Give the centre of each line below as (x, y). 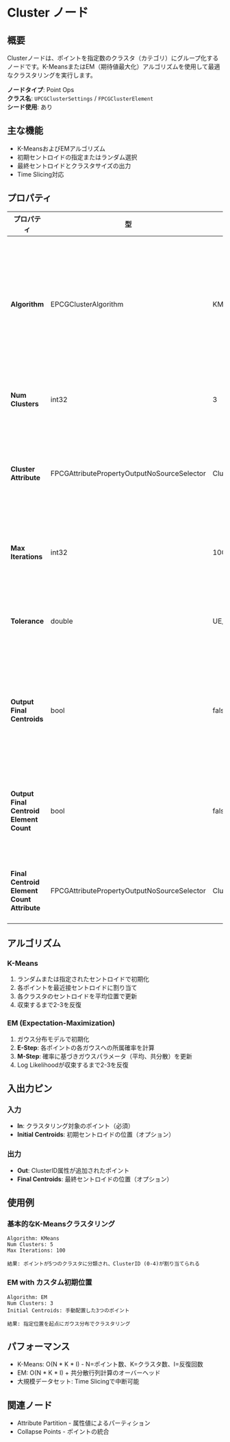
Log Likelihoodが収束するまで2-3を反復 (73, 1065)
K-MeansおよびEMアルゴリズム (61, 148)
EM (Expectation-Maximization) (61, 1023)
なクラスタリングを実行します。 (52, 75)
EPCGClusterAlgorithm (87, 304)
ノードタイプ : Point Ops (41, 90)
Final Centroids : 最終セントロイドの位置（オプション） (95, 1179)
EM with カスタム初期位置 (50, 1283)
